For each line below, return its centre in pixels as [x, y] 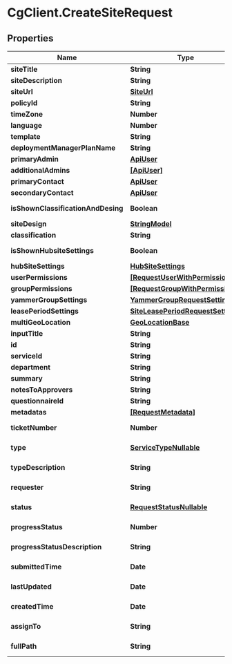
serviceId [27, 356]
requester [27, 487]
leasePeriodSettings [45, 311]
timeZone [27, 114]
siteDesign [29, 224]
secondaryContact [42, 193]
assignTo [26, 626]
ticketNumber [34, 428]
